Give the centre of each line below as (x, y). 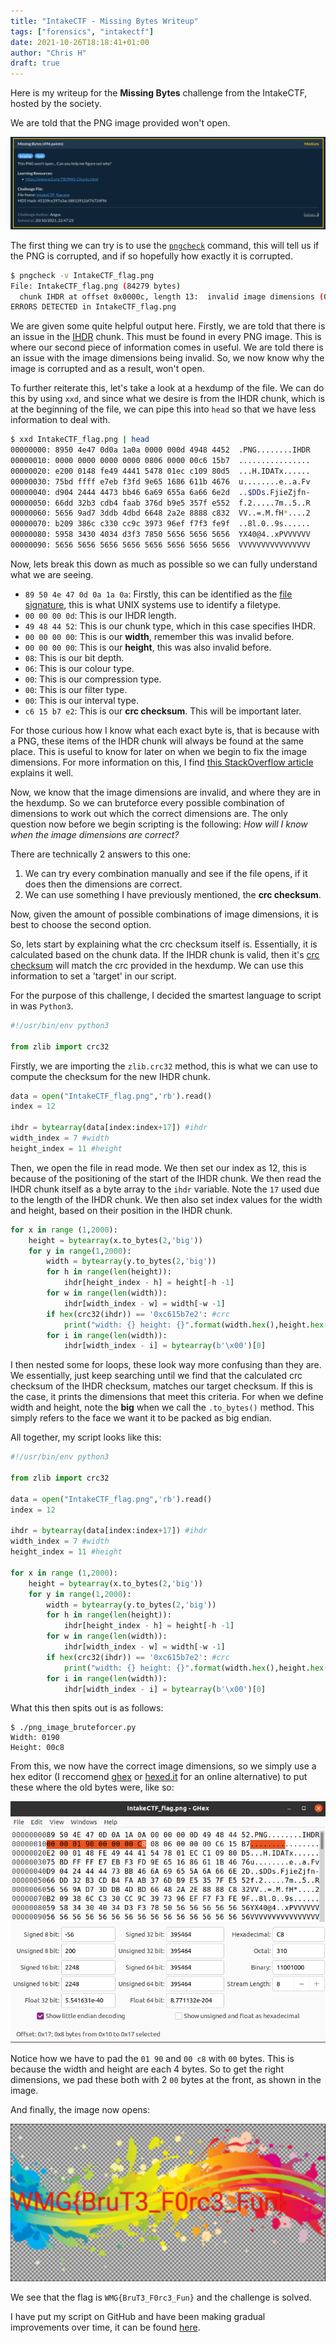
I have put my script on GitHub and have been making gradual (138, 2316)
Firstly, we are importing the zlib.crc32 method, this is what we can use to (164, 1066)
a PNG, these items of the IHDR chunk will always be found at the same (157, 741)
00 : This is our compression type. (93, 679)
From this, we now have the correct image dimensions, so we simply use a (163, 1766)
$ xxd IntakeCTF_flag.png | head (80, 440)
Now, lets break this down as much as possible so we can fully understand (164, 564)
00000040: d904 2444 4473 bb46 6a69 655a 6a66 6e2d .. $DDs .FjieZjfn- (160, 492)
